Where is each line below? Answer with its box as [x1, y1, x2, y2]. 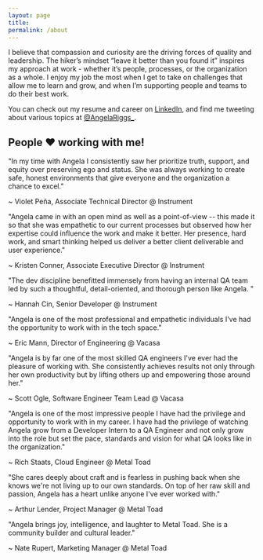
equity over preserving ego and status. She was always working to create [8, 165, 245, 174]
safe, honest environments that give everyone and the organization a [8, 174, 230, 183]
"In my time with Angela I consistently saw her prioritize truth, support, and [8, 156, 250, 166]
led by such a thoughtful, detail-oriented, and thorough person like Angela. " [8, 284, 254, 294]
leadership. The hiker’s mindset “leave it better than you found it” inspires [8, 56, 245, 65]
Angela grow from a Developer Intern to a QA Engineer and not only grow [8, 426, 244, 435]
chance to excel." [8, 181, 64, 191]
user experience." [8, 245, 66, 255]
